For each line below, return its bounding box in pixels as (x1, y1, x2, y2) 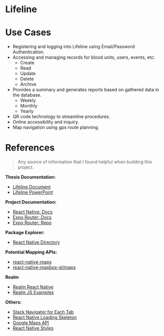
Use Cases (5, 27, 52, 39)
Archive (20, 81, 36, 87)
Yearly (20, 108, 34, 115)
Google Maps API (12, 320, 49, 326)
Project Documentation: (5, 199, 57, 205)
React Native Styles (12, 325, 54, 331)
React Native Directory (12, 239, 60, 245)
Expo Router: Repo (12, 219, 52, 226)
